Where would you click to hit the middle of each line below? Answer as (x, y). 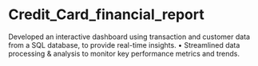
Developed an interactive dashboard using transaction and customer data (129, 37)
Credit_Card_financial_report (107, 15)
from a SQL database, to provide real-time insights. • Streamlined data (124, 45)
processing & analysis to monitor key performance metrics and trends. (124, 53)
